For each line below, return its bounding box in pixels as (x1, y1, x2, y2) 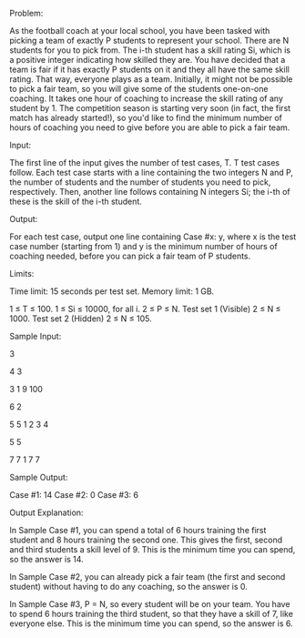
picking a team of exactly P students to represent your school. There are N (9, 35, 290, 46)
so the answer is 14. (9, 554, 84, 564)
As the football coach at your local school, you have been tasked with (9, 25, 270, 35)
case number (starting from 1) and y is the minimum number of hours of (9, 241, 278, 251)
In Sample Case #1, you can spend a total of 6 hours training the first (9, 525, 267, 535)
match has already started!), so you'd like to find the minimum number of (9, 113, 283, 123)
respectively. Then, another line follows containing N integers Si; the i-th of (9, 187, 291, 197)
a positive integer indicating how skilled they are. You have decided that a (9, 55, 286, 65)
